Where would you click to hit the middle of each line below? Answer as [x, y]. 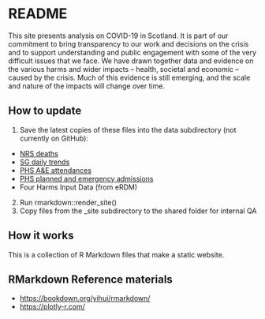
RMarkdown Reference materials [91, 279]
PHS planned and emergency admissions [86, 178]
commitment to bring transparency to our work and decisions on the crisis [129, 43]
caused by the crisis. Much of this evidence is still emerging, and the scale [129, 77]
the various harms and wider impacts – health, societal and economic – [123, 69]
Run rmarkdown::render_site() [68, 202]
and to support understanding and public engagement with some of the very [132, 52]
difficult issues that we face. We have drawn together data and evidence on [131, 61]
